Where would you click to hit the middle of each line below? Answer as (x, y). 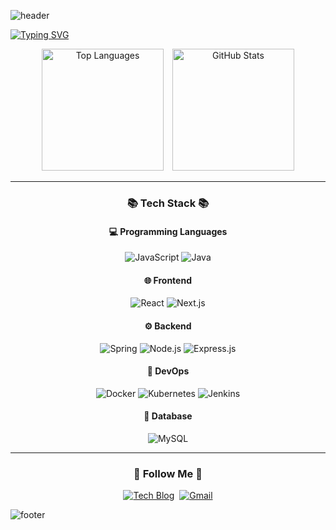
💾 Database (168, 416)
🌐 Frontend (168, 280)
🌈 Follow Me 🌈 (168, 473)
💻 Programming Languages (168, 231)
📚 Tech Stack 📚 (168, 203)
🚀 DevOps (168, 371)
